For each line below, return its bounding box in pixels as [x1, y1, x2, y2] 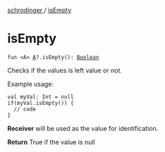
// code [13, 106, 37, 113]
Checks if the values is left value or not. [7, 66, 122, 75]
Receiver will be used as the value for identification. [7, 124, 159, 132]
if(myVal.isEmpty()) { [7, 99, 74, 106]
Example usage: [7, 80, 54, 88]
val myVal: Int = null [7, 93, 74, 101]
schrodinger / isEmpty [7, 6, 72, 14]
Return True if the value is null [7, 137, 95, 146]
